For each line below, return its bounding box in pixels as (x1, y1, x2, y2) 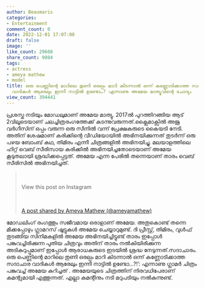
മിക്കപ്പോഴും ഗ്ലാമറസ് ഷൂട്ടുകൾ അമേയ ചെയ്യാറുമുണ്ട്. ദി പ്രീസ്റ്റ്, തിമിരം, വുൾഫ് (6, 226, 192, 233)
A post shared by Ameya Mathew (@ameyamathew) (21, 207, 153, 214)
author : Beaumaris (6, 9, 53, 15)
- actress (6, 65, 32, 72)
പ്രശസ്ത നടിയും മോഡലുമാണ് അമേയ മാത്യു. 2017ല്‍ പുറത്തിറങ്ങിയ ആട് (6, 111, 184, 118)
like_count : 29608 (6, 49, 53, 55)
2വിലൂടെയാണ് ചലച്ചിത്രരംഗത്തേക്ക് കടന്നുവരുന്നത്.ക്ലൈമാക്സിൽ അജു (6, 117, 180, 125)
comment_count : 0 (6, 26, 51, 32)
